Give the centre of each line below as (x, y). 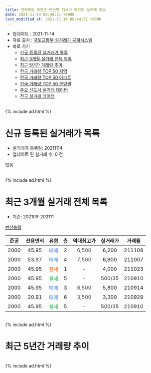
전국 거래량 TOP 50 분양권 (45, 84)
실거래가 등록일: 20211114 (37, 148)
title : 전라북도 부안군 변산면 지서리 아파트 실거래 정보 (56, 10)
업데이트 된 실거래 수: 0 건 (38, 154)
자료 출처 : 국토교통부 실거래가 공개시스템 (52, 40)
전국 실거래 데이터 (37, 96)
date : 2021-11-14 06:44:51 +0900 (40, 14)
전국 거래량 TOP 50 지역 (43, 71)
